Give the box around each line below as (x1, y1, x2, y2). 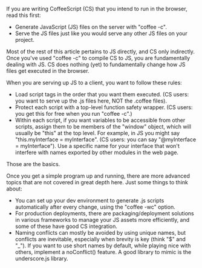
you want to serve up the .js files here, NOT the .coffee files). (15, 97, 168, 104)
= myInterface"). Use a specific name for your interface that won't (15, 142, 180, 149)
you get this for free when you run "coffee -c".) (15, 110, 132, 117)
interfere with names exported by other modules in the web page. (15, 149, 179, 156)
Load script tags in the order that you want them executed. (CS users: (15, 91, 189, 98)
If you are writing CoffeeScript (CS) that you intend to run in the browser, (6, 5, 187, 12)
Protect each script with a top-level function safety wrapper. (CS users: (15, 104, 193, 111)
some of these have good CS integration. (15, 223, 118, 230)
